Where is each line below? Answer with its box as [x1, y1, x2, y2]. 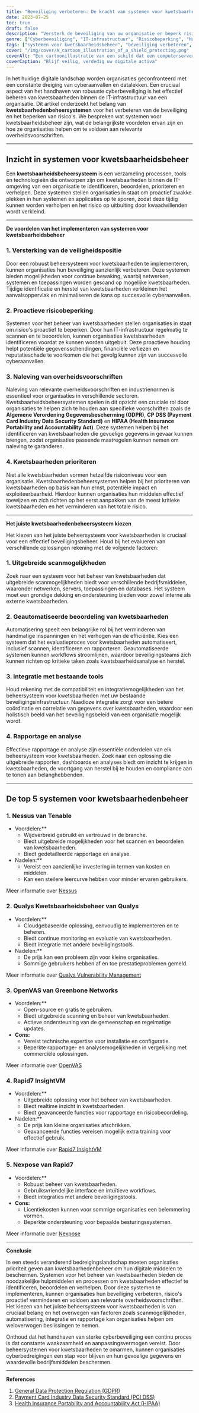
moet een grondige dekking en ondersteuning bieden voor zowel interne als [6, 591, 191, 598]
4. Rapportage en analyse [6, 732, 82, 741]
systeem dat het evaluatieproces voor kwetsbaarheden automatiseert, [6, 638, 177, 646]
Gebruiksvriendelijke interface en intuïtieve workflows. [23, 1187, 157, 1194]
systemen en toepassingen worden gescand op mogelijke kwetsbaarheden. [6, 279, 191, 286]
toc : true [6, 20, 31, 26]
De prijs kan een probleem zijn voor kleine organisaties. [23, 953, 159, 961]
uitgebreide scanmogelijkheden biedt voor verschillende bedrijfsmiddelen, [6, 578, 188, 586]
